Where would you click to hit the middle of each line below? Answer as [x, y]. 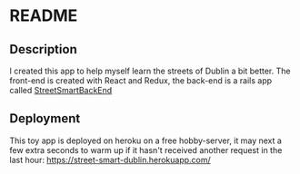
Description [43, 49]
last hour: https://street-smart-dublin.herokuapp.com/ [110, 159]
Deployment [45, 119]
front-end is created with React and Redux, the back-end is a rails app [141, 81]
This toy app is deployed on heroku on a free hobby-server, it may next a [145, 140]
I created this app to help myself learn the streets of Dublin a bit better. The [150, 71]
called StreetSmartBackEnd [61, 90]
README [44, 16]
